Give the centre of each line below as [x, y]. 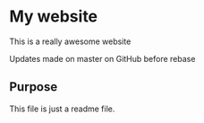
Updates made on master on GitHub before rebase [102, 58]
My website [54, 17]
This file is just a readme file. [62, 109]
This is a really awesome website [70, 41]
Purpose [34, 87]
